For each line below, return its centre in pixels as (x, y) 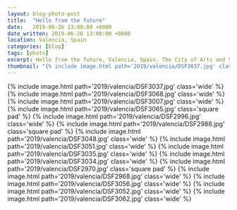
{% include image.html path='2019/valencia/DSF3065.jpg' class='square (113, 109)
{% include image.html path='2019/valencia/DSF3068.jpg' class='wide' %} (116, 94)
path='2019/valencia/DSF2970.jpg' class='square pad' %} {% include (109, 168)
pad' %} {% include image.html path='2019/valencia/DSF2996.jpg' (104, 116)
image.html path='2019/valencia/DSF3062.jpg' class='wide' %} (99, 199)
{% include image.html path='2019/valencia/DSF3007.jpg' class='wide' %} (116, 101)
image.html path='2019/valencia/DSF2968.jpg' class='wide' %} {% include (116, 176)
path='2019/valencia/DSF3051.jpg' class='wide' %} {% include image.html (116, 146)
